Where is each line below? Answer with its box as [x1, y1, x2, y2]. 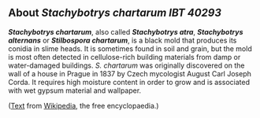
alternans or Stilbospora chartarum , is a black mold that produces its [8, 35, 237, 45]
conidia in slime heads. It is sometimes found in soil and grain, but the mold [8, 43, 252, 53]
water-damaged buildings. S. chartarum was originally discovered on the [8, 61, 246, 70]
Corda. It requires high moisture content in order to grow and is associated [8, 77, 251, 87]
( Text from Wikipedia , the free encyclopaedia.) [8, 101, 159, 110]
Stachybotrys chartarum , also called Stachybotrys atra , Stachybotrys [8, 27, 243, 36]
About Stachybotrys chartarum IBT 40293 [8, 6, 222, 20]
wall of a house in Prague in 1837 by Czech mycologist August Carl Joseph [8, 68, 252, 78]
